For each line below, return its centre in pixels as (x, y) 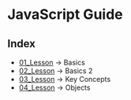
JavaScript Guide (65, 15)
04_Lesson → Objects (54, 87)
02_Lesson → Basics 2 (56, 71)
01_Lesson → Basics (52, 62)
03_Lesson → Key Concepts (65, 79)
